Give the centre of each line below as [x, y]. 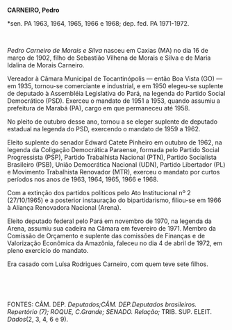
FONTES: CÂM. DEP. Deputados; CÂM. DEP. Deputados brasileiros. [102, 304]
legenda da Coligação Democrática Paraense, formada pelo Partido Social [114, 150]
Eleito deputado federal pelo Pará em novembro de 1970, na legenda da [109, 221]
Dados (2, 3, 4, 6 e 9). [38, 319]
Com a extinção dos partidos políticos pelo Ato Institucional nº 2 [99, 193]
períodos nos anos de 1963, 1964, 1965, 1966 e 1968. [83, 179]
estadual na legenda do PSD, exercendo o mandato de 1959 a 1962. [104, 129]
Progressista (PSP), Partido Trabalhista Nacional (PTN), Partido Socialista [112, 157]
